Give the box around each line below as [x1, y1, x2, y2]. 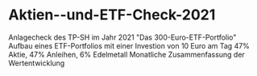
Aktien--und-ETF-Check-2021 [8, 6, 216, 24]
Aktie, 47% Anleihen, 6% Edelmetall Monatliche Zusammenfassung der [8, 49, 246, 59]
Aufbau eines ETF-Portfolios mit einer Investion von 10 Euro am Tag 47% [8, 40, 250, 50]
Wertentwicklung [8, 58, 65, 68]
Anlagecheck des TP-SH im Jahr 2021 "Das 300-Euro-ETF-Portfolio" [8, 32, 237, 42]
